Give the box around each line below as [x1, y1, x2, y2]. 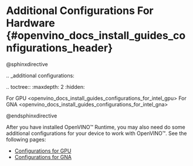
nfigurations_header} [6, 41, 113, 55]
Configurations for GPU [14, 147, 72, 154]
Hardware [6, 16, 55, 30]
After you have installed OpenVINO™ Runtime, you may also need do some [6, 123, 186, 130]
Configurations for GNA [14, 153, 72, 160]
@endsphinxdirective [6, 112, 57, 119]
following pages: [6, 136, 46, 143]
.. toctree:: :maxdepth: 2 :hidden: [6, 83, 85, 90]
